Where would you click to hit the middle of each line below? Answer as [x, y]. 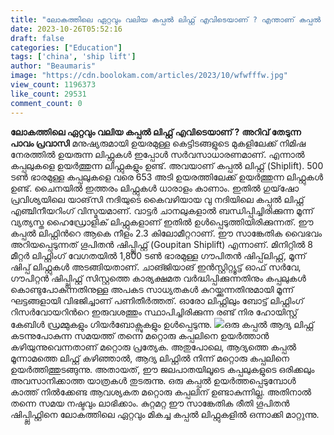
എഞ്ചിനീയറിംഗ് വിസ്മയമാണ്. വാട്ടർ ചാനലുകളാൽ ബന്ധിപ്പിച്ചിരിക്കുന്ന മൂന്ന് [162, 210]
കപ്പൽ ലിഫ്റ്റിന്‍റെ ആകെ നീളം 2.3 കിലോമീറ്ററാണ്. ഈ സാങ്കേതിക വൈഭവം [166, 233]
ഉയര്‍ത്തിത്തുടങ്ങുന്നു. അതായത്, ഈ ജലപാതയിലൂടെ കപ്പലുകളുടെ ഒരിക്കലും [162, 369]
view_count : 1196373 [53, 85]
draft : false [37, 38]
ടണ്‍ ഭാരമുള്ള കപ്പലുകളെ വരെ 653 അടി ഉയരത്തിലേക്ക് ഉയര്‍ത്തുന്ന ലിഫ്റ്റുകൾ [166, 177]
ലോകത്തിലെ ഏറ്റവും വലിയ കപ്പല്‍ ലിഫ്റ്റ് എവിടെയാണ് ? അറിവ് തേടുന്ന [156, 132]
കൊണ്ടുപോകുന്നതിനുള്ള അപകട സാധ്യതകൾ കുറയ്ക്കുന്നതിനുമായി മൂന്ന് [152, 289]
